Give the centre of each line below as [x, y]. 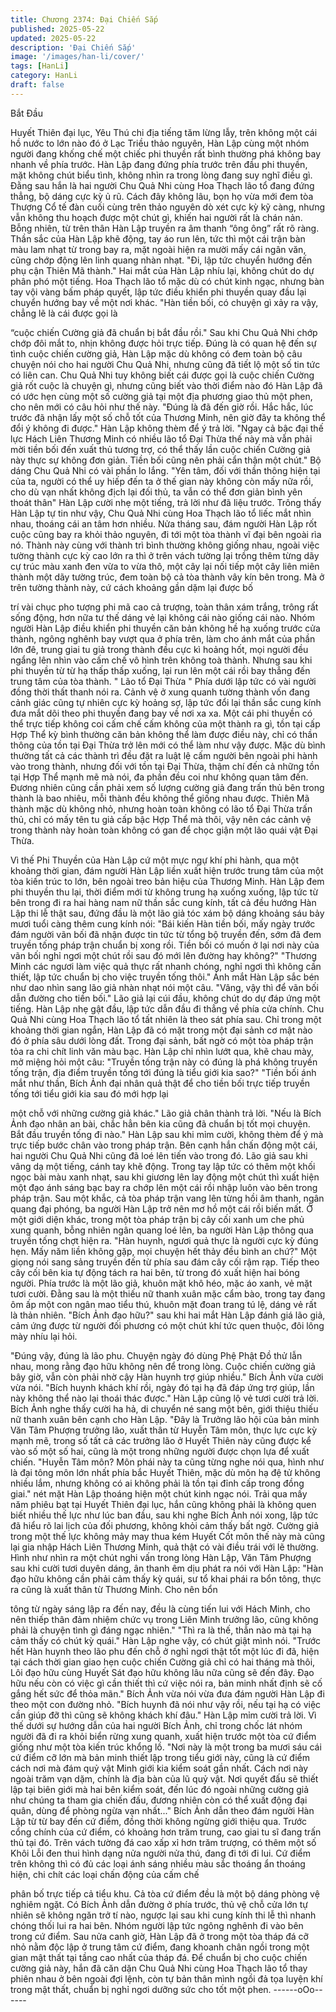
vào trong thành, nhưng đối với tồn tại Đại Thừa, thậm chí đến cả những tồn [165, 766]
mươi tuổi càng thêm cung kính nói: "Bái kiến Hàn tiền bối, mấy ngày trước [163, 923]
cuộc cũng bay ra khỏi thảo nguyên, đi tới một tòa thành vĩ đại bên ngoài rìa [166, 534]
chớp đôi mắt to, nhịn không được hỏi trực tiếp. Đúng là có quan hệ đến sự [163, 343]
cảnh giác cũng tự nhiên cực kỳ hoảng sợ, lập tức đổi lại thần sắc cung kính [166, 702]
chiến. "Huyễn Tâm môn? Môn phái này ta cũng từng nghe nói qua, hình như [167, 1462]
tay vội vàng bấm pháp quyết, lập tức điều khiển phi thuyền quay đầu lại [158, 292]
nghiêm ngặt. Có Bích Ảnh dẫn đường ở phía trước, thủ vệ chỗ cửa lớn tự [159, 1904]
